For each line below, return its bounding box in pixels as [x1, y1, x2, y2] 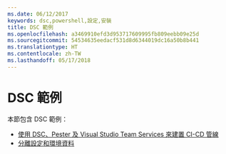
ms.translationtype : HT [7, 43, 78, 51]
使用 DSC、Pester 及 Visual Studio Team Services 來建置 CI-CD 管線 [17, 130, 219, 138]
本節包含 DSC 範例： [7, 115, 68, 123]
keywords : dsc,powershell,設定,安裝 [7, 17, 112, 24]
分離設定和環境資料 [17, 138, 75, 147]
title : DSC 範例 [7, 24, 53, 31]
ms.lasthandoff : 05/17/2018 [7, 57, 91, 64]
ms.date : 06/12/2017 [7, 10, 69, 18]
